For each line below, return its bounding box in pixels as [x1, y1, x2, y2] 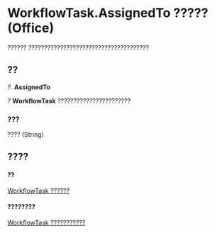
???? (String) [7, 130, 44, 139]
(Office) [7, 20, 55, 36]
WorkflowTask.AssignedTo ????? [7, 5, 209, 21]
